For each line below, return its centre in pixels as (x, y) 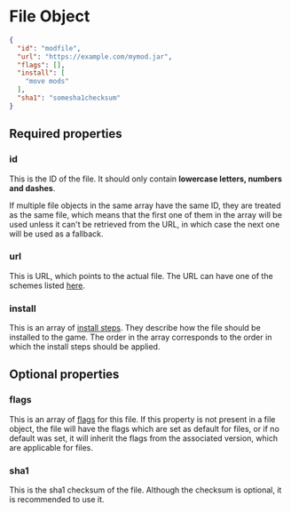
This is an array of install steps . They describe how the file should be (135, 328)
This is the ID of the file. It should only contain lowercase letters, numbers (145, 179)
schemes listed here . (47, 285)
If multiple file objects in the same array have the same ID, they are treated (145, 205)
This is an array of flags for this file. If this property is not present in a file (142, 419)
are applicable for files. (51, 447)
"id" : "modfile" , (49, 48)
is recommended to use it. (57, 500)
